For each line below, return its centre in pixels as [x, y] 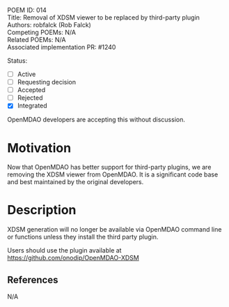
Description [42, 210]
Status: [17, 61]
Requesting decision [47, 82]
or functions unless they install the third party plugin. [83, 237]
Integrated [32, 106]
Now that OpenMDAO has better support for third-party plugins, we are [109, 167]
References [33, 279]
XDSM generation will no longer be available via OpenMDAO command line [114, 230]
